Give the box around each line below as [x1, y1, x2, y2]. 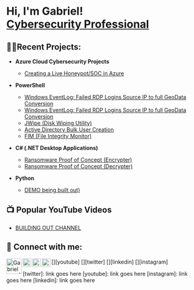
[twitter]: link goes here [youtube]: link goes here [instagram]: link [23, 270, 188, 277]
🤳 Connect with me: [6, 242, 82, 252]
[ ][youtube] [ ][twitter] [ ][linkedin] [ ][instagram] [51, 258, 168, 266]
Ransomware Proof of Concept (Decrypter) [24, 163, 133, 169]
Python [15, 174, 35, 182]
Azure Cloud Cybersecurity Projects [15, 58, 110, 65]
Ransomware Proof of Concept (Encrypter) [24, 156, 132, 163]
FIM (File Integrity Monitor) [24, 133, 92, 139]
